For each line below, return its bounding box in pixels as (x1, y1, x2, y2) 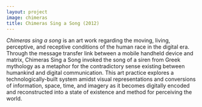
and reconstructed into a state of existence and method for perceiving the (6, 89, 192, 96)
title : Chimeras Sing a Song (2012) (6, 20, 99, 26)
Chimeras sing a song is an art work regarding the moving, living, (6, 37, 171, 44)
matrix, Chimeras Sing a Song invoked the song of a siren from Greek (6, 56, 181, 64)
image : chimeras (6, 15, 48, 21)
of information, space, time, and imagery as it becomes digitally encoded (6, 82, 190, 89)
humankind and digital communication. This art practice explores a (6, 69, 174, 77)
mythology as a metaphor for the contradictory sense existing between (6, 63, 185, 70)
